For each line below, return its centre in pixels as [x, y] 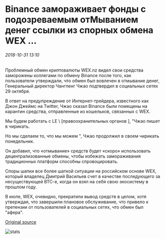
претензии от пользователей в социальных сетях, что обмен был [74, 207]
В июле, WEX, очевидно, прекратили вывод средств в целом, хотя [76, 197]
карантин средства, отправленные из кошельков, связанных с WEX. [78, 112]
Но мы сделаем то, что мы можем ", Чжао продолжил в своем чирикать [82, 136]
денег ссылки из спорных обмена [79, 30]
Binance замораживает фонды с [76, 9]
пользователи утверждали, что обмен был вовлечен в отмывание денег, [82, 81]
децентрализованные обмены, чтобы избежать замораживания [73, 156]
